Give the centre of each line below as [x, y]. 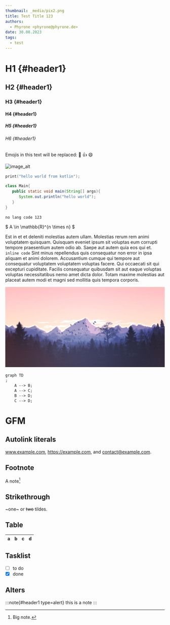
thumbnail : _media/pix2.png [35, 11]
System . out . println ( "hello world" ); [57, 197]
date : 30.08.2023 [24, 32]
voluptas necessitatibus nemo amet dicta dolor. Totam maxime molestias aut [85, 274]
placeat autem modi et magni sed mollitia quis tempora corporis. [72, 280]
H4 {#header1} [21, 114]
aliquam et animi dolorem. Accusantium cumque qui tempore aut [73, 258]
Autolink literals [31, 440]
